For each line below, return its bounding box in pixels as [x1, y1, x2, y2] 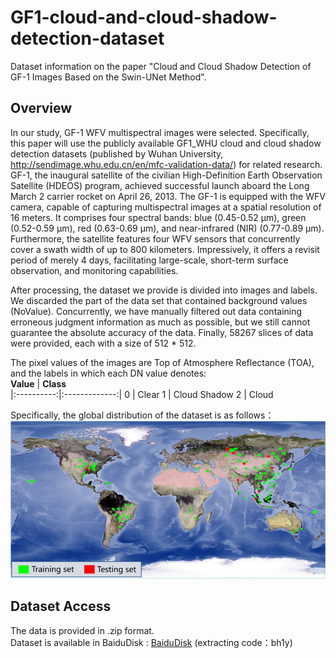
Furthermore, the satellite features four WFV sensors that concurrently [10, 232, 301, 245]
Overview [10, 100, 73, 117]
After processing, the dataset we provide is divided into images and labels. [10, 284, 318, 296]
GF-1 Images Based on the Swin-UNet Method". [10, 71, 207, 83]
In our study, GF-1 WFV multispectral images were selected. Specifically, [10, 126, 310, 138]
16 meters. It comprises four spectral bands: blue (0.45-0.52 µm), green [10, 211, 307, 223]
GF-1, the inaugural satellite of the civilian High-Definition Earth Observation [10, 169, 323, 181]
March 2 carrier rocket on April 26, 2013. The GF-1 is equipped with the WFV [10, 190, 326, 202]
